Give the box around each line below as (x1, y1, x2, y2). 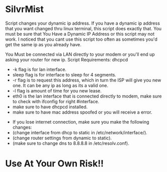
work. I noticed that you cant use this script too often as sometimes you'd (5, 36, 157, 42)
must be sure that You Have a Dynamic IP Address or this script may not (5, 31, 155, 37)
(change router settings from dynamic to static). (12, 135, 112, 141)
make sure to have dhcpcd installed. (12, 104, 88, 110)
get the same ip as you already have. (5, 41, 81, 47)
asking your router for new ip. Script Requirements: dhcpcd (5, 56, 128, 62)
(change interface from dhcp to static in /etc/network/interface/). (12, 129, 147, 135)
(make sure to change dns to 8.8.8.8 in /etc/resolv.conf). (12, 140, 129, 146)
